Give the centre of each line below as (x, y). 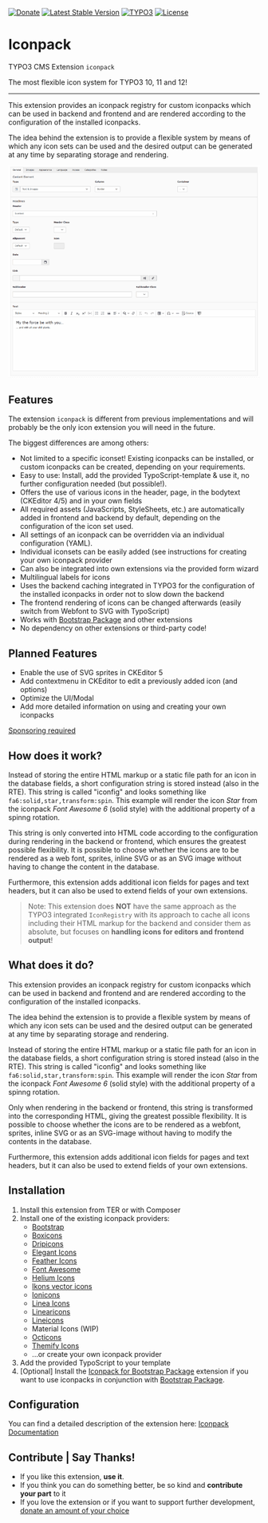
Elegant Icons (54, 1252)
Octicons (47, 1337)
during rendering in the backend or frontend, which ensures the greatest (127, 841)
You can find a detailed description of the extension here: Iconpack (118, 1424)
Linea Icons (51, 1303)
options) (33, 690)
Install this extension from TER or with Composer (100, 1210)
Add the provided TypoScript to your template (95, 1362)
